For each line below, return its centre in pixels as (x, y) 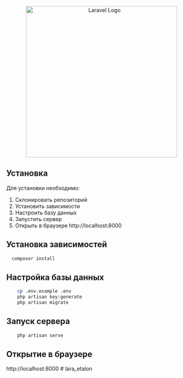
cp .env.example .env (44, 291)
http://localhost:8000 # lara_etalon (49, 369)
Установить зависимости (47, 206)
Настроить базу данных (46, 213)
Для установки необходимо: (43, 188)
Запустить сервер (38, 219)
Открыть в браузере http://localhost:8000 (68, 225)
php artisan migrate (43, 303)
